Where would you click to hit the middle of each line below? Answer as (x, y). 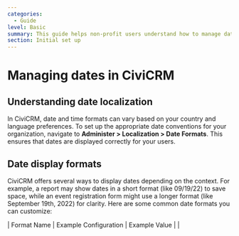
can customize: (30, 211)
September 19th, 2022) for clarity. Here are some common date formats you (119, 203)
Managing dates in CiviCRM (91, 76)
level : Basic (27, 27)
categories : (25, 14)
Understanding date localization (80, 101)
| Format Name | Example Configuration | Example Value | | (94, 225)
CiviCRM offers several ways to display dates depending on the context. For (118, 181)
